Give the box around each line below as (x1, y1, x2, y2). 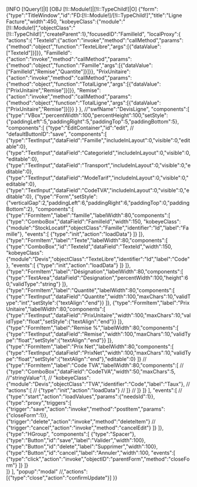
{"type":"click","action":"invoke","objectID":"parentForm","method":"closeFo (6, 456, 190, 462)
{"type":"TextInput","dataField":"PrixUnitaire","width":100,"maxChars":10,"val (6, 312, 191, 319)
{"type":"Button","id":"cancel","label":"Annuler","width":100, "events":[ (6, 449, 176, 456)
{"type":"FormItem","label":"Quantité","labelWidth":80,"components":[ (6, 287, 175, 293)
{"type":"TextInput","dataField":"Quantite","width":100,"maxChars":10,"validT (6, 293, 191, 300)
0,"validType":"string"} (6, 281, 61, 288)
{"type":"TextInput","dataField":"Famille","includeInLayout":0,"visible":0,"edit (6, 137, 191, 144)
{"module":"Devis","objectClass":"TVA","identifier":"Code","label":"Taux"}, (6, 381, 185, 388)
